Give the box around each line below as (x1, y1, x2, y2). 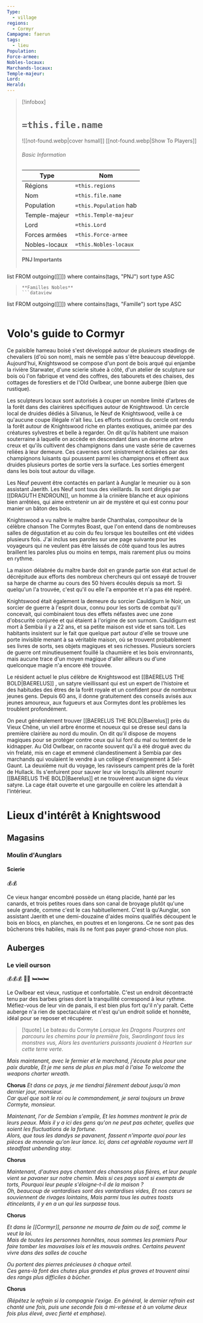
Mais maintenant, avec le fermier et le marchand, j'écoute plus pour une (7, 1057, 187, 1065)
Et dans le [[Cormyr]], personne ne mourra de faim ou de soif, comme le (7, 1223, 187, 1231)
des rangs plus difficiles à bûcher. (7, 1274, 91, 1281)
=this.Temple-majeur (75, 212, 134, 219)
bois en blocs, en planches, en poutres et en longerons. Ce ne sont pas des (7, 919, 195, 926)
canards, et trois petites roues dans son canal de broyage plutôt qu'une (7, 899, 184, 907)
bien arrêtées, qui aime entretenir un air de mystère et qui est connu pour (7, 498, 189, 506)
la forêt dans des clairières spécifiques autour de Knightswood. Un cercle (7, 404, 189, 411)
